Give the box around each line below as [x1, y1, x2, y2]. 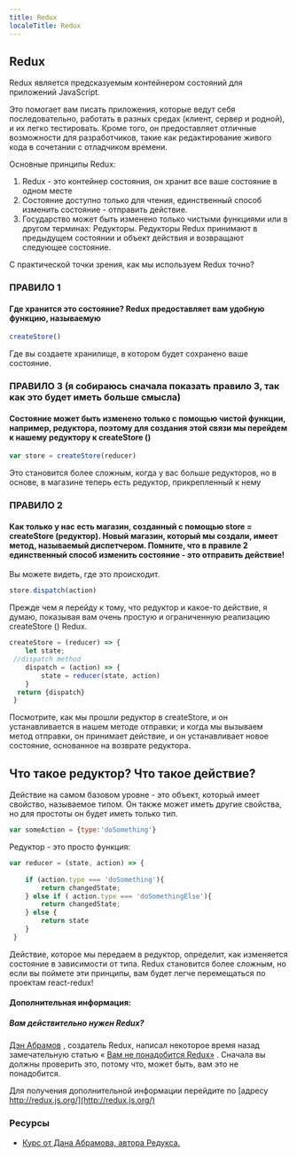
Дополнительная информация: [9, 997, 131, 1008]
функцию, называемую [9, 312, 102, 324]
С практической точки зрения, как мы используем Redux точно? [9, 259, 254, 270]
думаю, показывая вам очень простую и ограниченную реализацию [9, 612, 270, 622]
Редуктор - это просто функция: [9, 841, 131, 852]
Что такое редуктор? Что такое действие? [9, 766, 256, 781]
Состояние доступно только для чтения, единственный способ [21, 195, 262, 206]
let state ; [25, 646, 66, 656]
